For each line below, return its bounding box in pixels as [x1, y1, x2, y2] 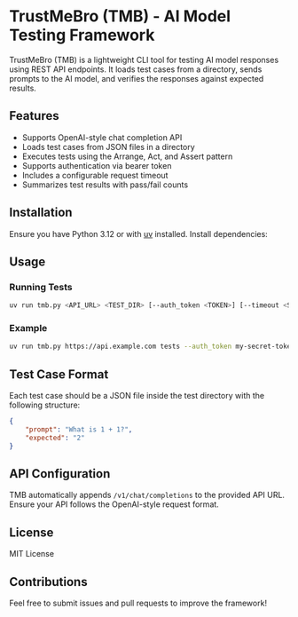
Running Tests [9, 281, 73, 293]
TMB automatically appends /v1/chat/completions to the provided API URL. [9, 490, 286, 501]
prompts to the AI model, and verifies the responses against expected [9, 73, 264, 83]
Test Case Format [9, 367, 109, 382]
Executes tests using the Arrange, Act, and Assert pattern [21, 151, 233, 162]
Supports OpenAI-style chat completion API [21, 131, 183, 143]
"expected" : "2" [25, 433, 86, 442]
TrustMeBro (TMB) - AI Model [9, 6, 231, 27]
